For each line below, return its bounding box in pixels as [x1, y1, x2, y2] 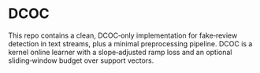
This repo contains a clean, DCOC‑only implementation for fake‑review [8, 31, 238, 40]
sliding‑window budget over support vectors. [8, 56, 154, 65]
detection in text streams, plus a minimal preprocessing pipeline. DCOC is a [8, 38, 253, 48]
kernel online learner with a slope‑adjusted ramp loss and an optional [8, 47, 232, 57]
